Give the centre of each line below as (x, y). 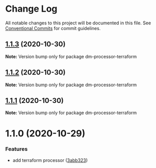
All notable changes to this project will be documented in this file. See (78, 23)
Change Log (31, 9)
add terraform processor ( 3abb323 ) (50, 160)
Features (17, 149)
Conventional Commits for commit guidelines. (53, 28)
